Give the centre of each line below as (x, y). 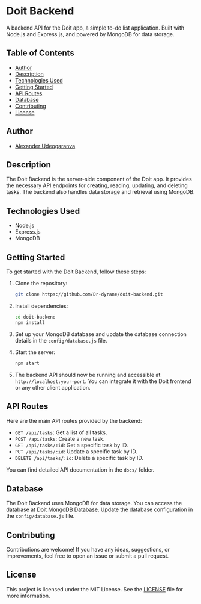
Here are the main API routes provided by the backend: (74, 421)
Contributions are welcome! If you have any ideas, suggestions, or (88, 549)
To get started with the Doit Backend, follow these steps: (76, 272)
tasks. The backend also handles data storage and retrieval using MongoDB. (100, 192)
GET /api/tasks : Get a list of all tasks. (61, 432)
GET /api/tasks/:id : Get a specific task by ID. (71, 445)
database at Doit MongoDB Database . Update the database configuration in (100, 509)
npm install (30, 322)
